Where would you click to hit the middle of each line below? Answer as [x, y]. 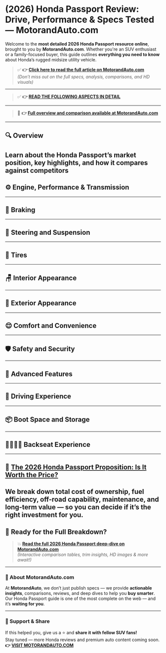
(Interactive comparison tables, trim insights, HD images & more [83, 555]
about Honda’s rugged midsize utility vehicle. [51, 59]
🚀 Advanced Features [39, 374]
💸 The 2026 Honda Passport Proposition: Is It [76, 467]
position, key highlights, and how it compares [77, 163]
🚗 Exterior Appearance [41, 303]
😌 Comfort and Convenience [51, 326]
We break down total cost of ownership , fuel [75, 492]
